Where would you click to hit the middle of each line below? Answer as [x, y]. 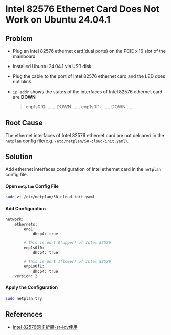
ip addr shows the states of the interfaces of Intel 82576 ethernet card [88, 92]
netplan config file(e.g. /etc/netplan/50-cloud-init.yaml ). [67, 141]
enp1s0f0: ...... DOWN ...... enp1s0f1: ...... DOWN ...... [80, 107]
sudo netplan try [24, 298]
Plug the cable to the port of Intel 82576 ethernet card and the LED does [89, 76]
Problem [19, 39]
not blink [22, 82]
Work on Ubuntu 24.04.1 [58, 20]
